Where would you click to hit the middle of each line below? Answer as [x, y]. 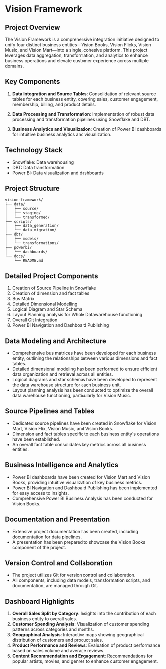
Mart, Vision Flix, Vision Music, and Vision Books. [63, 428]
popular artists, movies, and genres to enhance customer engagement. [85, 661]
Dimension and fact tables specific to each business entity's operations [85, 434]
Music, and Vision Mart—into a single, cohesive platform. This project [76, 50]
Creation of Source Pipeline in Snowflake [54, 288]
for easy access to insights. [41, 493]
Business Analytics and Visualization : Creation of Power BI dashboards [87, 129]
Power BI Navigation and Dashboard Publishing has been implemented [85, 488]
